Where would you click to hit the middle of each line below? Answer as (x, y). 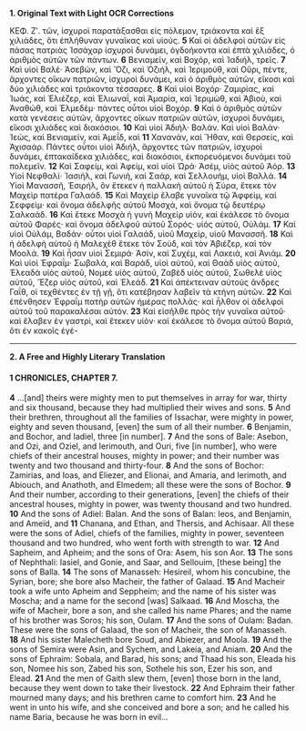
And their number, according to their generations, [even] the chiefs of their (149, 494)
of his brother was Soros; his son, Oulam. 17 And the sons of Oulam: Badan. (151, 620)
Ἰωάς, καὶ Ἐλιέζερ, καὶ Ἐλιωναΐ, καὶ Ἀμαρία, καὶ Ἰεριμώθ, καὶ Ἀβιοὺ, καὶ (146, 98)
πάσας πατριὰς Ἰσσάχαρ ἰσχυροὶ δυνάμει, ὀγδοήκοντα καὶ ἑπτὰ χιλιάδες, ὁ (153, 50)
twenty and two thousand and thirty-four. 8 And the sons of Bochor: (137, 466)
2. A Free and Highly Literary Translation (87, 357)
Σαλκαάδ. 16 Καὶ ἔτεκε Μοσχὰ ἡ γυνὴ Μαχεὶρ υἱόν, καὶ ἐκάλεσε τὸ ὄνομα (149, 214)
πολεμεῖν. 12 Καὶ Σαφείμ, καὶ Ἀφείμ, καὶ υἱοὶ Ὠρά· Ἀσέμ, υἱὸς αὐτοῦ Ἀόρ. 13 (153, 166)
